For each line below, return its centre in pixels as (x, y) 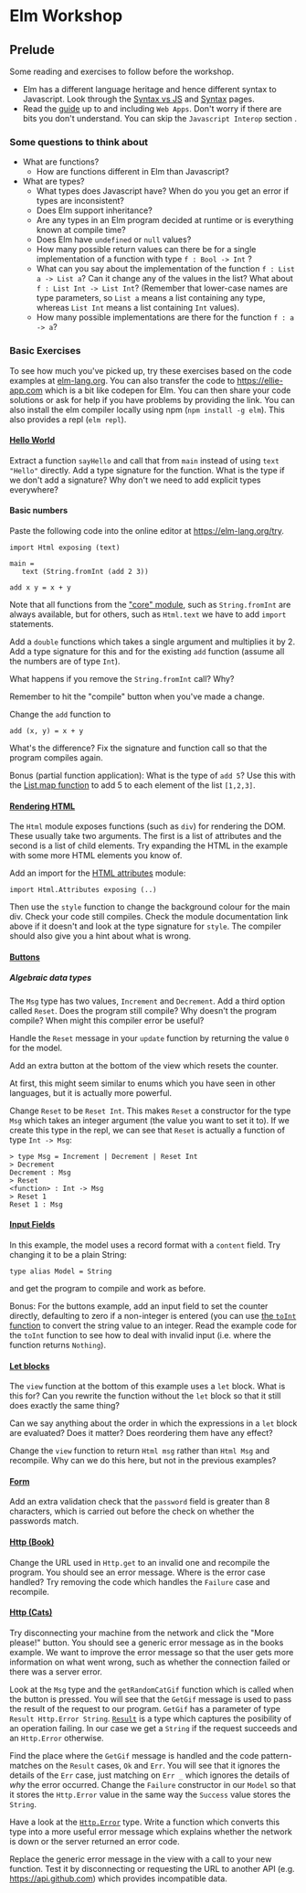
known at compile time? (81, 230)
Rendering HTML (42, 806)
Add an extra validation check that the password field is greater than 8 (140, 1502)
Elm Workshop (66, 16)
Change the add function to (60, 714)
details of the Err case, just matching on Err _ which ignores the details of (150, 1775)
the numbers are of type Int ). (65, 661)
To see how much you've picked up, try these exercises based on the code (151, 370)
